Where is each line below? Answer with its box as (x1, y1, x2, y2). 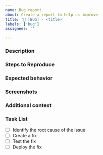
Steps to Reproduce (5, 61, 55, 68)
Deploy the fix (12, 144, 42, 150)
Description (5, 48, 35, 55)
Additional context (5, 102, 52, 109)
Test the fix (12, 138, 36, 144)
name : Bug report (5, 7, 42, 13)
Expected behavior (5, 74, 53, 82)
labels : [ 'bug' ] (5, 21, 39, 27)
